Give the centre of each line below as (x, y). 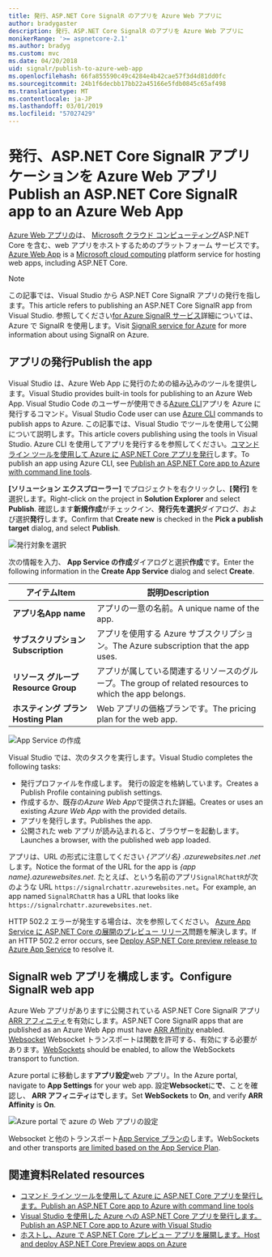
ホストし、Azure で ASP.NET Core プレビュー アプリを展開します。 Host (140, 1235)
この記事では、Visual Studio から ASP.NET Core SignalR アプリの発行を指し (135, 295)
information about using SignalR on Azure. (79, 334)
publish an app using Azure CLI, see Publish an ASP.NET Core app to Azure (134, 463)
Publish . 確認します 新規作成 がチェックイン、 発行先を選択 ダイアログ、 (125, 509)
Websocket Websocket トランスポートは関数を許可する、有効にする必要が (133, 1039)
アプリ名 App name (49, 613)
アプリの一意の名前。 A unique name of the (178, 608)
